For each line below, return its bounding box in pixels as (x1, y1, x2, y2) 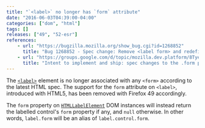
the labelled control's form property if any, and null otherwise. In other (6, 108, 184, 115)
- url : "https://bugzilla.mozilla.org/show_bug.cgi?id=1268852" (17, 43, 184, 49)
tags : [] (6, 26, 29, 32)
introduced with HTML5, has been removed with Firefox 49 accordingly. (6, 90, 187, 97)
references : (6, 37, 37, 43)
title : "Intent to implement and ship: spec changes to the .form (22, 60, 195, 66)
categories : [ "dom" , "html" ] (6, 20, 81, 26)
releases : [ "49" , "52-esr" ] (6, 32, 78, 38)
